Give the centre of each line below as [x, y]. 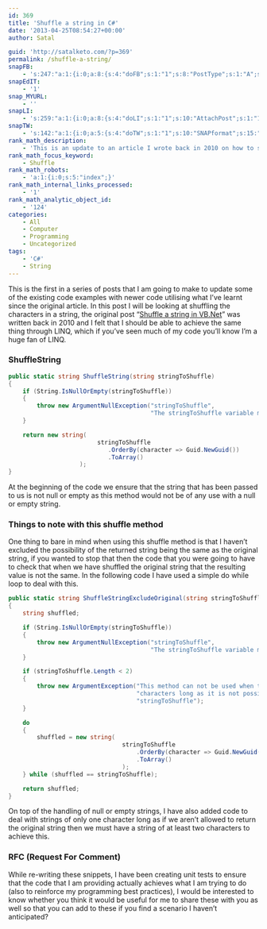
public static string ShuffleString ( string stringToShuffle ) [112, 376]
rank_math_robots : [39, 170]
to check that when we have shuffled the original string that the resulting [127, 567]
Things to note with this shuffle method [86, 525]
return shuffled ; [51, 788]
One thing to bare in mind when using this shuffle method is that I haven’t [128, 542]
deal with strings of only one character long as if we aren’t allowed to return [132, 819]
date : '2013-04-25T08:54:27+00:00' [67, 30]
